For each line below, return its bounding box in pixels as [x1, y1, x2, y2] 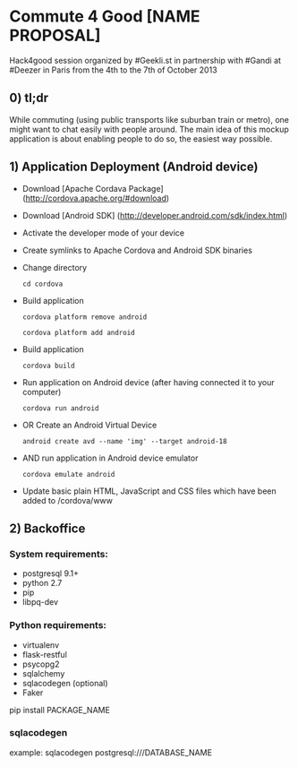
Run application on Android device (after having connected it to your [21, 376, 275, 387]
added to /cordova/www [21, 495, 114, 505]
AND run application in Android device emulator [21, 452, 199, 463]
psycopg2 [21, 659, 60, 669]
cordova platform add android [21, 328, 136, 337]
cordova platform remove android [21, 312, 148, 322]
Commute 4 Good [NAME [9, 6, 200, 27]
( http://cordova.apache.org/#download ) [21, 193, 170, 203]
